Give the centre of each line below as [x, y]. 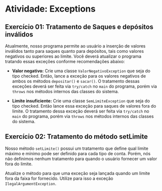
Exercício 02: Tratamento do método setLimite [76, 137]
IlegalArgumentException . [31, 183]
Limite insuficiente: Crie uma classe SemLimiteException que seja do [81, 101]
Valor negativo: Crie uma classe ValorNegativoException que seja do [81, 71]
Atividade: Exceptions [50, 9]
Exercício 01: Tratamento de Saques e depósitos [79, 27]
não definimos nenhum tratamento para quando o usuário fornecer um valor [81, 159]
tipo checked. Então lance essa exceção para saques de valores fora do [84, 106]
